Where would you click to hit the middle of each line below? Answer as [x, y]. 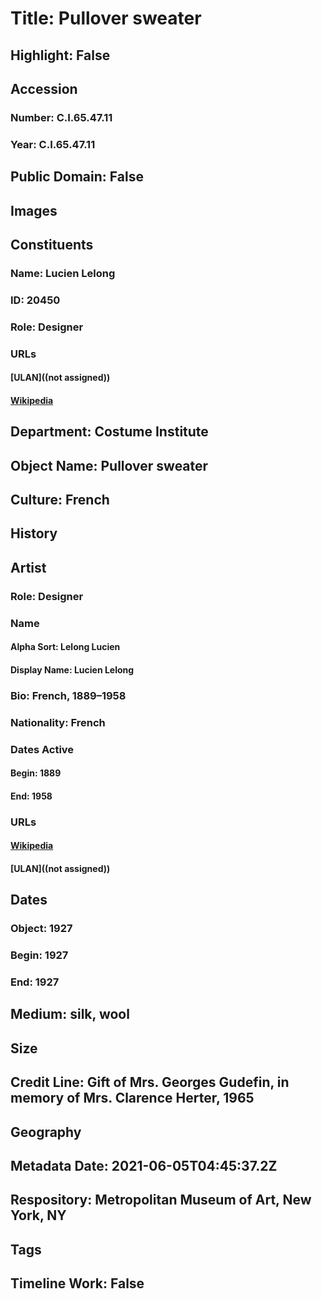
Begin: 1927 [39, 955]
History [34, 533]
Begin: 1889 [36, 773]
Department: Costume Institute [109, 432]
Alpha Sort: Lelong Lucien [65, 647]
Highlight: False [60, 55]
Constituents [52, 244]
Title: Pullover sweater [106, 18]
